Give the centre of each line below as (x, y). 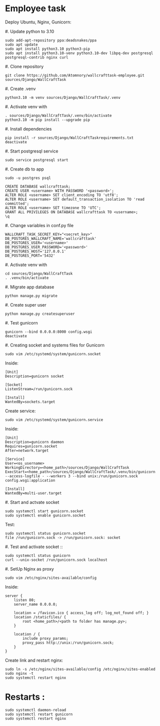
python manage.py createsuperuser (40, 314)
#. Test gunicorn (21, 323)
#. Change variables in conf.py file (39, 225)
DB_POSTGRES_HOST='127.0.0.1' (36, 251)
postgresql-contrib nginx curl (37, 57)
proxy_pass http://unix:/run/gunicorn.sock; (68, 643)
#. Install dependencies (28, 129)
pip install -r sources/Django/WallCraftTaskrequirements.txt (69, 138)
